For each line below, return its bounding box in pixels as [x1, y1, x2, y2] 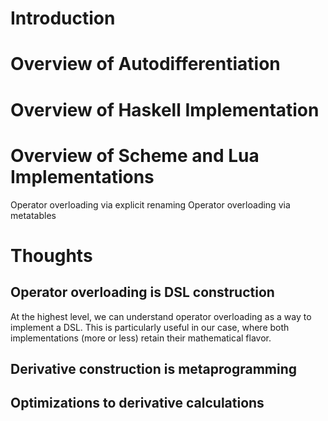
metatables [10, 209, 57, 221]
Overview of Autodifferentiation [10, 53, 281, 76]
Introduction [10, 7, 116, 30]
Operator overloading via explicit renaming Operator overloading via [10, 198, 291, 211]
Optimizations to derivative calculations [10, 395, 265, 412]
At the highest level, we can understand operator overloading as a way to [10, 310, 312, 322]
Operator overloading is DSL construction [10, 284, 275, 301]
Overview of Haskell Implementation [10, 98, 320, 121]
